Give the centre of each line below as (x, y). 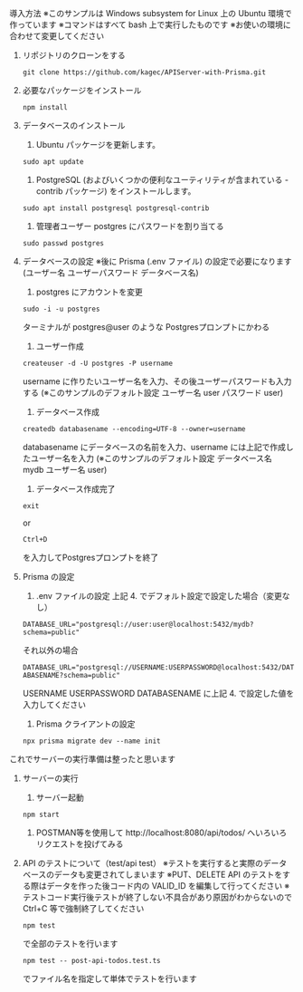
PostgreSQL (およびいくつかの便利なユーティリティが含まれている (159, 180)
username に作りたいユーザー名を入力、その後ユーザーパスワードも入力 (157, 381)
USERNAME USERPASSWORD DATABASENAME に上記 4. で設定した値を (158, 693)
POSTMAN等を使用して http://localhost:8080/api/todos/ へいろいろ (161, 833)
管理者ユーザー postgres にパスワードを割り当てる (130, 226)
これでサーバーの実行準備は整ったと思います (93, 759)
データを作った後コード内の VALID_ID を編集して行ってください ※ (168, 886)
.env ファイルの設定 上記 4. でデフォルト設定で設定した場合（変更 (159, 596)
